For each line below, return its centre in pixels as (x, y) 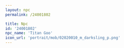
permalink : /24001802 (28, 15)
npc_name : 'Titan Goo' (29, 33)
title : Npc (17, 24)
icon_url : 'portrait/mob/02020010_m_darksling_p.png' (63, 38)
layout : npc (18, 10)
